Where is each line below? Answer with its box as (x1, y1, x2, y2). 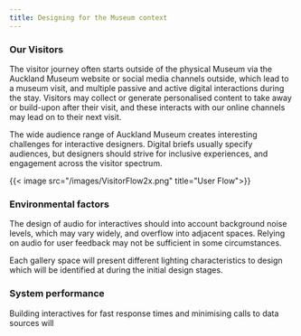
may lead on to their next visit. (9, 111, 122, 122)
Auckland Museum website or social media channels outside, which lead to (9, 73, 289, 84)
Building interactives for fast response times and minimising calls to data (9, 308, 279, 319)
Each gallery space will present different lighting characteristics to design (9, 255, 283, 266)
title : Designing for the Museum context (9, 13, 168, 23)
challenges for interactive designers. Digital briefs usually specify (9, 138, 253, 149)
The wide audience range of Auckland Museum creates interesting (9, 128, 258, 140)
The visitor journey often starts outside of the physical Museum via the (9, 63, 273, 74)
